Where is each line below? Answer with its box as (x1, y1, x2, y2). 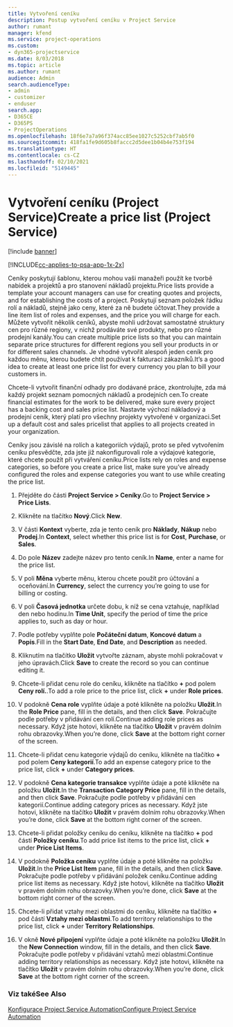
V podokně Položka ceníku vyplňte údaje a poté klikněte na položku (17, 857, 213, 865)
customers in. (8, 369, 47, 378)
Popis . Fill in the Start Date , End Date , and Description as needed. (17, 638, 207, 646)
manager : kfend (8, 29, 52, 37)
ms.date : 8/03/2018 (8, 55, 64, 62)
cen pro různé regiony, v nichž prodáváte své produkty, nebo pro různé (8, 325, 212, 333)
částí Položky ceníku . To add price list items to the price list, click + (17, 836, 210, 844)
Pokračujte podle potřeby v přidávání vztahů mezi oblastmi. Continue (17, 950, 214, 958)
